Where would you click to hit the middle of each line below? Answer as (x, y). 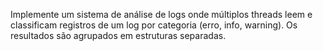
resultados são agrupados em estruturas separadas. (118, 35)
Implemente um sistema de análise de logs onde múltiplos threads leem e (161, 14)
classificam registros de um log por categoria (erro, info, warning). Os (154, 25)
